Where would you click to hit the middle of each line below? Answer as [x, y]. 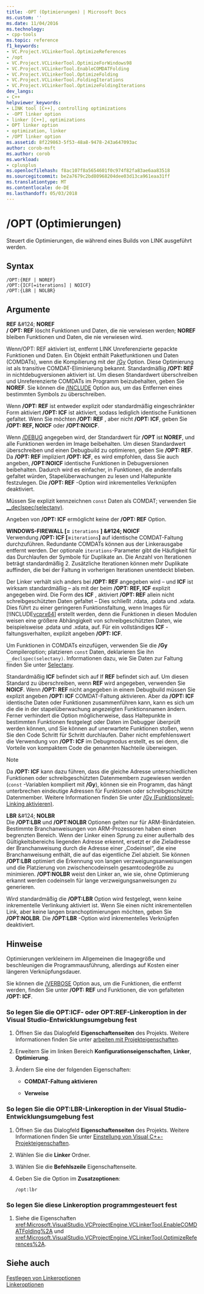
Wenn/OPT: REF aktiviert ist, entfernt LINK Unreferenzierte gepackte [92, 349]
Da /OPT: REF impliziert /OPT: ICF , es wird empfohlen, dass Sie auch [93, 457]
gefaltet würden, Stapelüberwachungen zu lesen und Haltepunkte [89, 476]
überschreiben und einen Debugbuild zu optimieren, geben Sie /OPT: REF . [100, 450]
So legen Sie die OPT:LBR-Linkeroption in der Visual [85, 1109]
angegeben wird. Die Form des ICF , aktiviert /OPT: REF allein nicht [90, 595]
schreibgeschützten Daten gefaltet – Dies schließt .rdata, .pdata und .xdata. [101, 601]
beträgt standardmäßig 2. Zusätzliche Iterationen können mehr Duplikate [97, 563]
